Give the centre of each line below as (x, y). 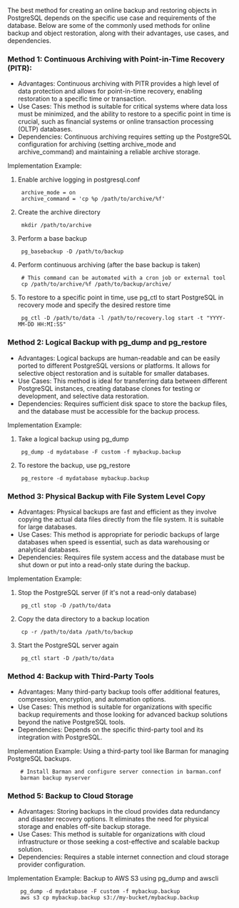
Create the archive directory (59, 212)
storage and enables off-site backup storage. (84, 827)
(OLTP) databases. (45, 129)
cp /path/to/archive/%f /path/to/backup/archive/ (96, 284)
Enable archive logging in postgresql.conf (79, 180)
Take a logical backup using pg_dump (73, 439)
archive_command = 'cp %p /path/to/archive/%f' (93, 199)
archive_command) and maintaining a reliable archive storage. (109, 152)
